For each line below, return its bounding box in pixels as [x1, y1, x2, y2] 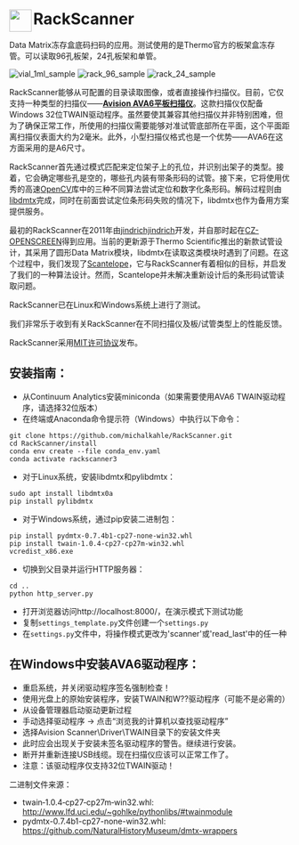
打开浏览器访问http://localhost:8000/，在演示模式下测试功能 [21, 605, 243, 616]
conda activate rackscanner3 [9, 454, 117, 463]
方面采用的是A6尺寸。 [9, 142, 91, 153]
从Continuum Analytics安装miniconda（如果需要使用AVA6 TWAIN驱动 [21, 391, 279, 402]
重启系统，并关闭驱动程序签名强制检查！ [21, 682, 171, 693]
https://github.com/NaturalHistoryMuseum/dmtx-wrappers [21, 825, 238, 836]
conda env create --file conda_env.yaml [9, 446, 162, 456]
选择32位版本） [45, 402, 102, 413]
